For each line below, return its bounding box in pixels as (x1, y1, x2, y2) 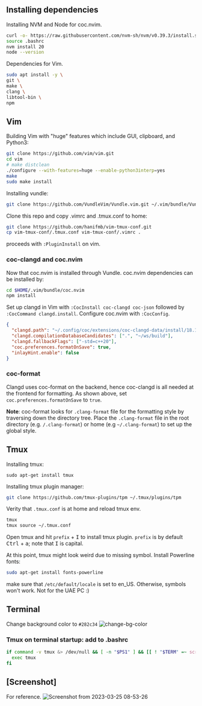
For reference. (6, 693, 42, 700)
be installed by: (6, 276, 44, 283)
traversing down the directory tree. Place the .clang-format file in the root (6, 414, 189, 421)
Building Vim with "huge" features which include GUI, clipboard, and (6, 133, 176, 140)
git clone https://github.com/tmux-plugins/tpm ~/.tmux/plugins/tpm (6, 494, 182, 500)
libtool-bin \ (6, 94, 42, 100)
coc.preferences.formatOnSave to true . (6, 396, 102, 403)
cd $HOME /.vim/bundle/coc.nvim (6, 287, 85, 293)
